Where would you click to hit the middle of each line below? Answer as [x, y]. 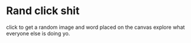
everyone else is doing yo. [38, 33]
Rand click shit [43, 11]
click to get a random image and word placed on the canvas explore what [96, 27]
